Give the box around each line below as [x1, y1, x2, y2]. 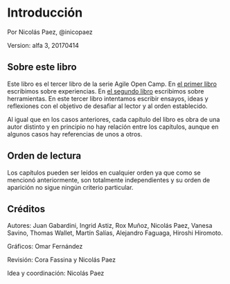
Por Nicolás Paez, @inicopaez [7, 28, 94, 36]
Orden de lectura [7, 150, 82, 162]
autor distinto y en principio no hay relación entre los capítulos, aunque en [7, 123, 219, 131]
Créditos [7, 203, 46, 215]
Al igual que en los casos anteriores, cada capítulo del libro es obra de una [7, 115, 220, 123]
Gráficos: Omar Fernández [7, 242, 83, 251]
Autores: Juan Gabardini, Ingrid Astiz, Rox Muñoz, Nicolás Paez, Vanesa [7, 222, 213, 230]
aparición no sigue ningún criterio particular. [7, 183, 134, 191]
